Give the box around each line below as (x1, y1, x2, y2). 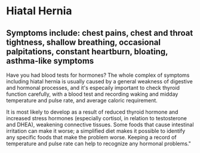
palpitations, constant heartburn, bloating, (6, 46, 168, 57)
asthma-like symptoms (6, 55, 94, 66)
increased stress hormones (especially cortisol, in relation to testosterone (6, 115, 187, 121)
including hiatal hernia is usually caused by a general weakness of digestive (6, 78, 193, 85)
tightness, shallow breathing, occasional (6, 37, 161, 47)
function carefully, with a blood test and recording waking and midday (6, 90, 179, 98)
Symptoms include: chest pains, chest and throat (6, 28, 193, 38)
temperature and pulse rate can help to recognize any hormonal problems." (6, 140, 191, 147)
